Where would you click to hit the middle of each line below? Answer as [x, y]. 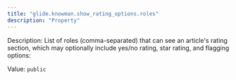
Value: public [27, 69]
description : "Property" [44, 20]
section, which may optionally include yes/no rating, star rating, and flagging [118, 48]
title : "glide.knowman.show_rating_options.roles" [83, 14]
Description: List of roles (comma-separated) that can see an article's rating [117, 40]
